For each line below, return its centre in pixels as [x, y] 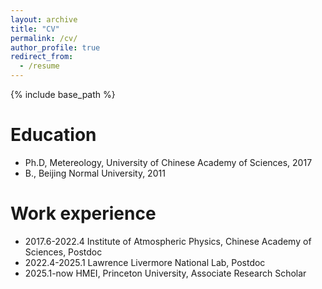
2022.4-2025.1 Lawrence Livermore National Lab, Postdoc [145, 262]
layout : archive [44, 19]
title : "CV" [35, 29]
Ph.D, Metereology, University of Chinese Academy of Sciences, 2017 [168, 162]
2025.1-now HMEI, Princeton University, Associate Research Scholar [165, 273]
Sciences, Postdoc [63, 252]
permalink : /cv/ [44, 38]
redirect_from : [42, 57]
